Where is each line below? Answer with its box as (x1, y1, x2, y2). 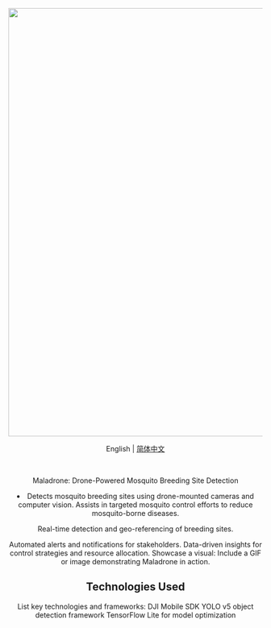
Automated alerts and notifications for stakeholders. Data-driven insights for (9, 540, 262, 549)
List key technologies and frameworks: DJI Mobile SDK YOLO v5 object (17, 601, 254, 611)
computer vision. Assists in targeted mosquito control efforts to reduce (18, 500, 253, 509)
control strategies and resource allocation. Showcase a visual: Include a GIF (9, 548, 262, 558)
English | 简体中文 (106, 444, 165, 453)
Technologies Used (85, 580, 186, 594)
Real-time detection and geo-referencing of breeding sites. (37, 524, 234, 534)
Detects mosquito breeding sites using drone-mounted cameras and (27, 492, 254, 501)
